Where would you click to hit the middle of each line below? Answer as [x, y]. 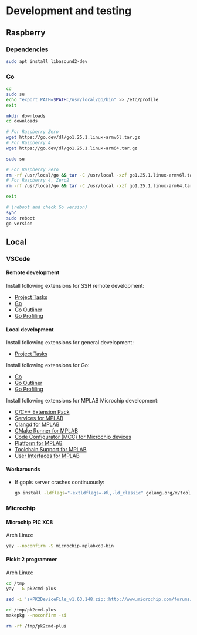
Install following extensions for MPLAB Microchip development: [82, 401]
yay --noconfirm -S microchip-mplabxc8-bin [60, 546]
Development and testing [69, 11]
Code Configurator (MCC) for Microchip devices [73, 437]
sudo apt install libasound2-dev [47, 61]
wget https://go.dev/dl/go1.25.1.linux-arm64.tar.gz [72, 148]
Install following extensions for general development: [70, 343]
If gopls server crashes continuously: [59, 482]
